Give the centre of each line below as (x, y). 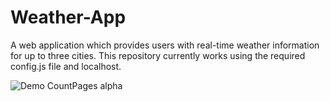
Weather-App (68, 17)
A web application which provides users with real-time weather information (165, 45)
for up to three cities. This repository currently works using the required (158, 55)
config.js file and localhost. (66, 66)
